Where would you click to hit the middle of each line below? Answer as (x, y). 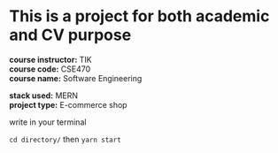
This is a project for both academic (139, 16)
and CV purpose (70, 35)
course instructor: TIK (50, 59)
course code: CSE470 (50, 69)
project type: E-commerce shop (68, 104)
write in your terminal (48, 122)
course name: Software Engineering (76, 78)
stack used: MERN (43, 96)
